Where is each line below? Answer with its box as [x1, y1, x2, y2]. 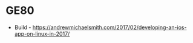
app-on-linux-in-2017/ [14, 30, 70, 37]
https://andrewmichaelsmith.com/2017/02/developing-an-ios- [32, 24, 187, 31]
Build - [14, 24, 31, 31]
